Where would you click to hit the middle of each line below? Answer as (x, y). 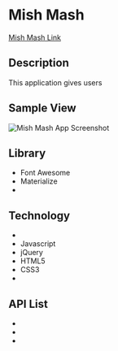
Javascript (38, 244)
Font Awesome (45, 173)
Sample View (42, 108)
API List (28, 303)
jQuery (31, 253)
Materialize (39, 181)
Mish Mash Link (35, 37)
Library (27, 153)
